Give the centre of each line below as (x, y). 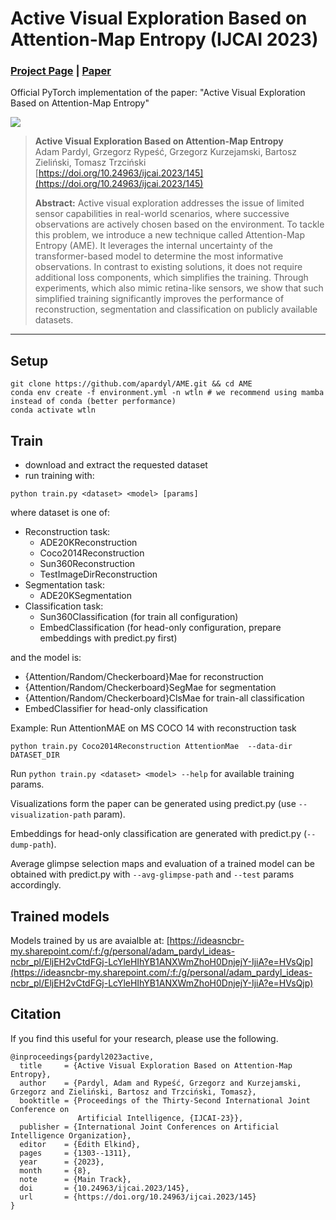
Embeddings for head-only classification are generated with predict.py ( (159, 834)
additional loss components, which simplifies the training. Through (171, 278)
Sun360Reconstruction (87, 564)
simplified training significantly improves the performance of (159, 299)
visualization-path (51, 815)
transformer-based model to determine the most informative (159, 256)
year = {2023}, (62, 1162)
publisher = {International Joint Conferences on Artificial (149, 1127)
